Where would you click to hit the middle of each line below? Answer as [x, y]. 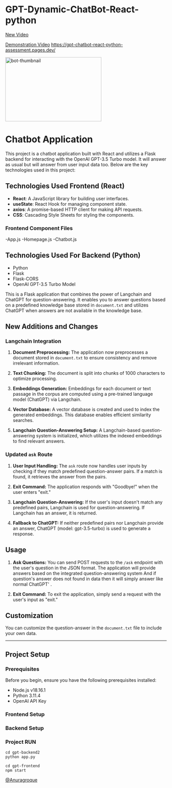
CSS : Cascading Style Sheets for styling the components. [73, 215]
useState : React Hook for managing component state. [70, 204]
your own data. [21, 633]
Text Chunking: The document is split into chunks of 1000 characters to [89, 373]
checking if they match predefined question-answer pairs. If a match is [88, 471]
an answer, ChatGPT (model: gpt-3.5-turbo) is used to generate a [82, 528]
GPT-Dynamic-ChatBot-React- [72, 9]
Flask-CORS [26, 279]
